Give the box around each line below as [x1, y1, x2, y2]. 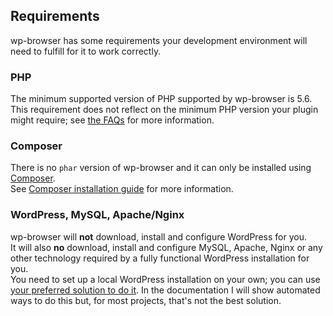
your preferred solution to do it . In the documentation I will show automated [10, 284, 321, 296]
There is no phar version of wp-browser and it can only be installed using [10, 162, 312, 174]
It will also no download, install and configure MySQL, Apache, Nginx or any [10, 241, 323, 253]
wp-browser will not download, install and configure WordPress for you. [10, 230, 307, 243]
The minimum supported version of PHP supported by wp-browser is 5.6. [10, 93, 313, 105]
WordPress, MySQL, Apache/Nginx [10, 208, 185, 222]
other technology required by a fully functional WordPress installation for [10, 252, 310, 264]
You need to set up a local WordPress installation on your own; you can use [10, 273, 321, 285]
